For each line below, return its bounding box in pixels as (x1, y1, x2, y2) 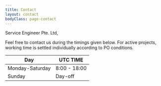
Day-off (55, 73, 75, 80)
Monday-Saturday (7, 65, 51, 72)
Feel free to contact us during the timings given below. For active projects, (5, 40, 157, 45)
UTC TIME (58, 56, 83, 63)
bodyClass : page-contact (5, 16, 56, 21)
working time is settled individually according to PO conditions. (5, 45, 134, 51)
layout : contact (5, 12, 39, 17)
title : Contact (5, 7, 37, 12)
